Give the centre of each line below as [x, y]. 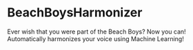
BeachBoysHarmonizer [75, 13]
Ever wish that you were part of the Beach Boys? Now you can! [96, 32]
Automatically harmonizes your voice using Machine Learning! [95, 38]
